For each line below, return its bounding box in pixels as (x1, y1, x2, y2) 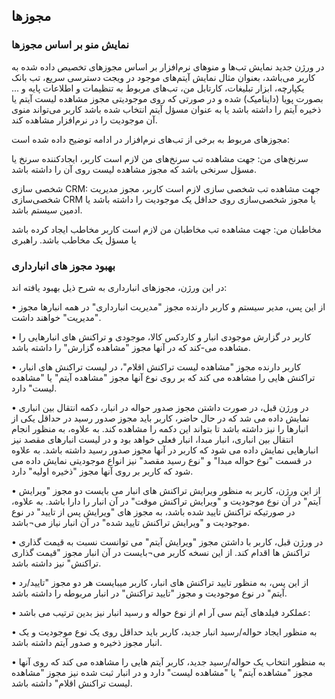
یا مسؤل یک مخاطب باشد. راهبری (11, 234, 137, 246)
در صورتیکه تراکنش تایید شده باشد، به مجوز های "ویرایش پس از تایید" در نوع (11, 505, 296, 518)
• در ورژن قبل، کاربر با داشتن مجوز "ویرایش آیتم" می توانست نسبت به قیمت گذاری (11, 535, 324, 548)
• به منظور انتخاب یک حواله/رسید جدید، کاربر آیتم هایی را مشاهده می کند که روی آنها (11, 655, 326, 668)
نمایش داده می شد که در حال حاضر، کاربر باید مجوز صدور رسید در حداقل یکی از (11, 412, 310, 424)
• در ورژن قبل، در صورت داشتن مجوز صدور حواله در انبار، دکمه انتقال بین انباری (11, 401, 309, 413)
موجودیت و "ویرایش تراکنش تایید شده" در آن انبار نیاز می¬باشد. (11, 516, 251, 528)
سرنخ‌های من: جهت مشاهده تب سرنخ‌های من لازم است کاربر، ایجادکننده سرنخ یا (11, 152, 309, 164)
